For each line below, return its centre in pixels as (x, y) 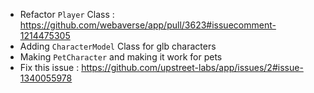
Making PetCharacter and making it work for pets (121, 57)
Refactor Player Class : (67, 14)
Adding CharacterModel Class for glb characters (118, 46)
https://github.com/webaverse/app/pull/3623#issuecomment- (148, 25)
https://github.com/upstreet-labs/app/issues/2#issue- (192, 67)
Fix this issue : (49, 67)
